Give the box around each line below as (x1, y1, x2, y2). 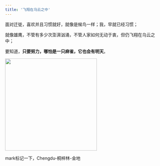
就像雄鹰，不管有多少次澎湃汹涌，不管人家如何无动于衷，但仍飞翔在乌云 (5, 31, 151, 37)
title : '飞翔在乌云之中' (5, 7, 50, 12)
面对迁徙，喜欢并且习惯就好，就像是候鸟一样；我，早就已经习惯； (5, 21, 138, 27)
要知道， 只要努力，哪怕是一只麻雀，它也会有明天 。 (5, 48, 108, 54)
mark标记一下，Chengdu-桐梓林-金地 (5, 155, 81, 161)
